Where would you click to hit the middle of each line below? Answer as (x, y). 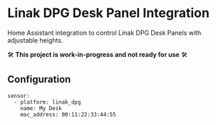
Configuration (39, 80)
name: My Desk (41, 108)
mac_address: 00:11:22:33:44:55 (68, 114)
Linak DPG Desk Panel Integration (109, 13)
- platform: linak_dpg (47, 102)
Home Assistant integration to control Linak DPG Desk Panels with (104, 33)
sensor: (19, 96)
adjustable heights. (35, 40)
